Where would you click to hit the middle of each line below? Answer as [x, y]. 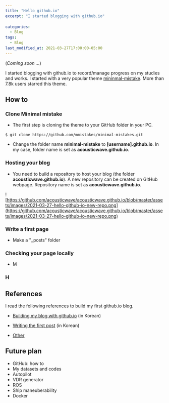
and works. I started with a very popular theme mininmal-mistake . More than [84, 78]
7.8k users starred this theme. [36, 84]
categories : [18, 27]
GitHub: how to [28, 363]
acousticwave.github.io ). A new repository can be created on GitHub [85, 179]
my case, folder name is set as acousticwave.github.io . [71, 150]
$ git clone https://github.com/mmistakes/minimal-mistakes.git [74, 135]
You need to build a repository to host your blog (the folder [74, 174]
